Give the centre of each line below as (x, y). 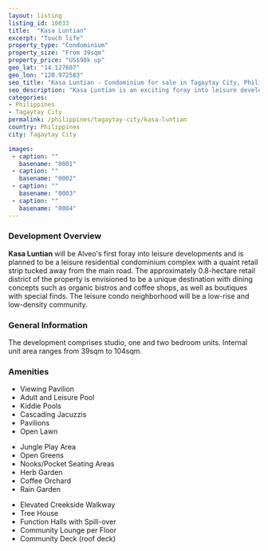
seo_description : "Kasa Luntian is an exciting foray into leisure (123, 90)
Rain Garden (40, 490)
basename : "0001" (48, 164)
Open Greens (41, 455)
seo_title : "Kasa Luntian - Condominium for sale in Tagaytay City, (124, 82)
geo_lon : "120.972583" (46, 75)
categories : (28, 97)
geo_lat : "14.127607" (44, 68)
